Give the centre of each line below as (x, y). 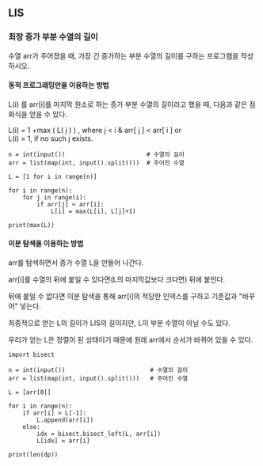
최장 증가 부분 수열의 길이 (53, 37)
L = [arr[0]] (30, 392)
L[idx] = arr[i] (63, 441)
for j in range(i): (55, 197)
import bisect (32, 355)
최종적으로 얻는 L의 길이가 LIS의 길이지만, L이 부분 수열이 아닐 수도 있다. (120, 323)
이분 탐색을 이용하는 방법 (46, 244)
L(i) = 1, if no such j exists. (51, 138)
